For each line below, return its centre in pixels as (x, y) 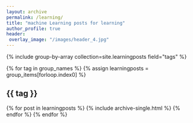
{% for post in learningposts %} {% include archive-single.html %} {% (93, 108)
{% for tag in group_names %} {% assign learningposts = (78, 68)
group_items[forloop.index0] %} (46, 75)
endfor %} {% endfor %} (37, 114)
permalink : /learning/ (35, 17)
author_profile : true (33, 28)
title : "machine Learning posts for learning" (66, 23)
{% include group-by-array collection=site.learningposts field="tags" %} (96, 57)
